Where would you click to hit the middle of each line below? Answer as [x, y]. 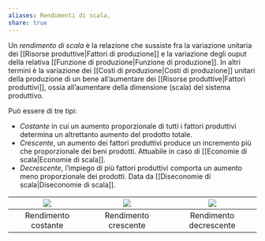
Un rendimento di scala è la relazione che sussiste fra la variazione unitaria [130, 45]
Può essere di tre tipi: [43, 110]
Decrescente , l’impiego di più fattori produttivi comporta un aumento [131, 168]
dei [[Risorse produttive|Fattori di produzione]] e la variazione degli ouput [127, 54]
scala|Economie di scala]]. [63, 159]
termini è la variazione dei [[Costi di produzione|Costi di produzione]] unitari [132, 70]
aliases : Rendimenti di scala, [60, 15]
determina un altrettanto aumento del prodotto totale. [106, 134]
